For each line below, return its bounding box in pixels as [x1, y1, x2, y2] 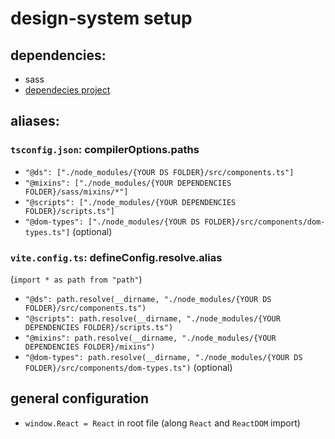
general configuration [10, 390, 150, 407]
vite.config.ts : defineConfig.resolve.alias [10, 250, 223, 264]
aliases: [10, 113, 60, 130]
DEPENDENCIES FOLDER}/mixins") [24, 342, 156, 352]
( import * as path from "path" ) [10, 273, 143, 285]
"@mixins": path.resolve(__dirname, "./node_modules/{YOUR [24, 333, 277, 343]
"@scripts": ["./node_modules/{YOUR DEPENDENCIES [24, 197, 237, 207]
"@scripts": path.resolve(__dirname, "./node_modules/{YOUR [24, 313, 281, 324]
